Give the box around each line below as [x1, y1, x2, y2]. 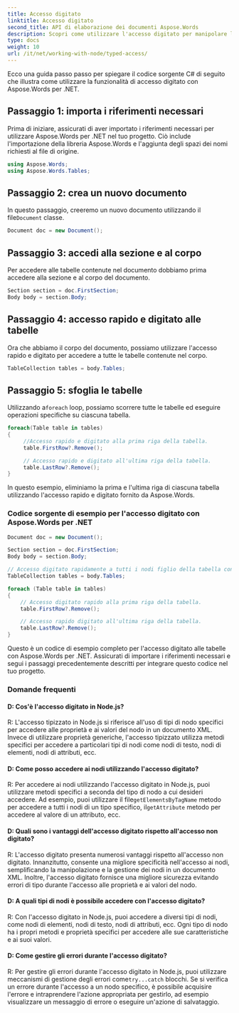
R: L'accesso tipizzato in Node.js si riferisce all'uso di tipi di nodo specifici [7, 718, 224, 726]
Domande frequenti [7, 684, 76, 694]
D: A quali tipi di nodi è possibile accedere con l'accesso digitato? [7, 897, 206, 906]
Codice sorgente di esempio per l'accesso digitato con [7, 509, 201, 519]
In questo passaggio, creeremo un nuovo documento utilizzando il [7, 206, 201, 214]
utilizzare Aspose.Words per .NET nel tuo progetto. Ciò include [7, 132, 191, 140]
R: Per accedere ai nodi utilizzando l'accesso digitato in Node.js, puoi [7, 780, 211, 789]
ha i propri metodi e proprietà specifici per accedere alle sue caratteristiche [7, 928, 229, 936]
